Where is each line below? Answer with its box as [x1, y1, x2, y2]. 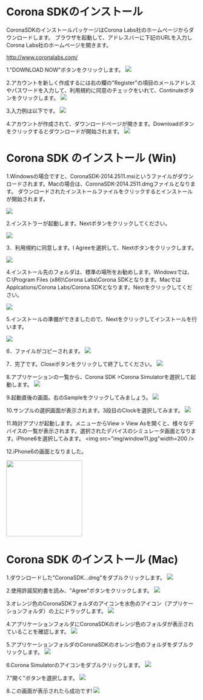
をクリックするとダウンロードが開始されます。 [6, 128, 123, 135]
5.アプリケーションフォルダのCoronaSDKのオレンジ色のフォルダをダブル [6, 640, 188, 648]
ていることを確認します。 [6, 628, 70, 635]
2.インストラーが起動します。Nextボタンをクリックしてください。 [6, 220, 171, 227]
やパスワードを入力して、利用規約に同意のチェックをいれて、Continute [6, 86, 184, 94]
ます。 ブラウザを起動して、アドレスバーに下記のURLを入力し [38, 33, 193, 41]
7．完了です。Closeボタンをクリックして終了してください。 [6, 360, 156, 367]
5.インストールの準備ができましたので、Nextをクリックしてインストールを [6, 315, 192, 322]
